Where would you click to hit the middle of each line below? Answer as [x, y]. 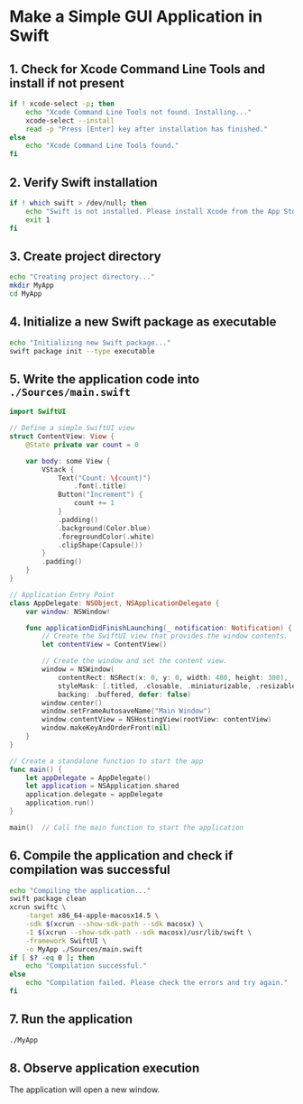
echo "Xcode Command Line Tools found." [102, 146]
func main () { [36, 769]
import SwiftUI [38, 412]
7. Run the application [71, 1020]
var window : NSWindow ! [68, 612]
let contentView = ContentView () [105, 645]
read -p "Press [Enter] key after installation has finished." [147, 129]
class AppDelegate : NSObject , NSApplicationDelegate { [115, 603]
